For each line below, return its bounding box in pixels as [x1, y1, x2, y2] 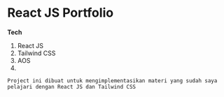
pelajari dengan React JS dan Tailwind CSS [7, 83, 136, 90]
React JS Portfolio [7, 5, 114, 21]
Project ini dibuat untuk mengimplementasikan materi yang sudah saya [7, 77, 218, 84]
